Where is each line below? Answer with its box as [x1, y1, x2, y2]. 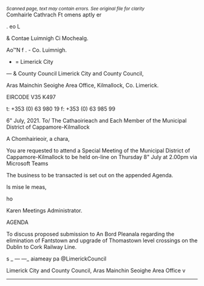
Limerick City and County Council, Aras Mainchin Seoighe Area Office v [6, 267, 186, 274]
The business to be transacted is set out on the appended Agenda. [6, 172, 174, 179]
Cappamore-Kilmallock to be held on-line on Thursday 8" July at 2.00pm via [6, 154, 197, 160]
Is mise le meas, [6, 183, 47, 191]
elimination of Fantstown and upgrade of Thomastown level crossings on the [6, 237, 198, 244]
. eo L [6, 23, 21, 30]
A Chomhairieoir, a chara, [6, 135, 70, 142]
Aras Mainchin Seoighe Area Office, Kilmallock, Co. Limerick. [6, 82, 159, 89]
